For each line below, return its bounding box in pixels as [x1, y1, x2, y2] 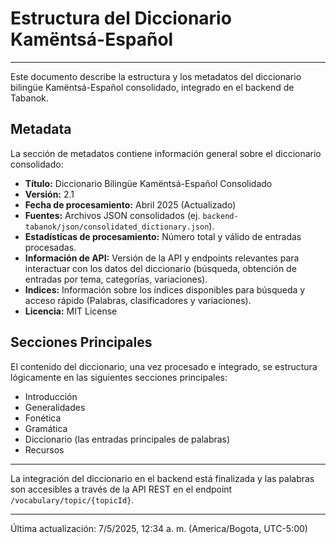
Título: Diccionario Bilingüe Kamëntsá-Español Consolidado [24, 177, 273, 189]
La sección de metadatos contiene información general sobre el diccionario [10, 147, 322, 159]
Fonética [24, 412, 62, 424]
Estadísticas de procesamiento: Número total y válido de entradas [24, 230, 302, 242]
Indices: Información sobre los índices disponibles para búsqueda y [24, 283, 306, 296]
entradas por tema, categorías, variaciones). [24, 273, 208, 285]
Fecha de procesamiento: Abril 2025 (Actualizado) [24, 198, 237, 211]
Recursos [24, 443, 65, 456]
